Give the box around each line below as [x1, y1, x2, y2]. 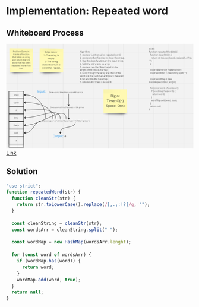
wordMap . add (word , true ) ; [17, 277, 81, 283]
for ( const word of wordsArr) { [11, 252, 92, 258]
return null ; [11, 289, 44, 295]
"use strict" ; [6, 183, 42, 189]
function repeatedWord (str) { [6, 189, 81, 195]
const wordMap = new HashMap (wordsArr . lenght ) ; [11, 239, 132, 245]
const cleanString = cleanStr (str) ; [11, 220, 102, 226]
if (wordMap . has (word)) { [17, 258, 81, 264]
